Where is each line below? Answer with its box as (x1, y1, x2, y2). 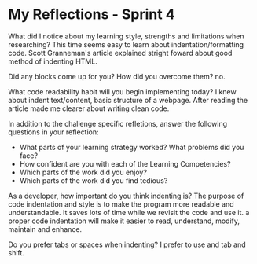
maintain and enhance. (8, 224, 83, 233)
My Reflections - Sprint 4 (8, 5, 175, 24)
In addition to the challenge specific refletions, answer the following (8, 119, 228, 128)
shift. (8, 247, 25, 257)
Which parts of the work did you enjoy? (19, 167, 148, 177)
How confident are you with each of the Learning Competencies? (19, 159, 231, 168)
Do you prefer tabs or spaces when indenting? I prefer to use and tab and (8, 240, 246, 249)
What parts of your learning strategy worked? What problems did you (19, 142, 244, 152)
